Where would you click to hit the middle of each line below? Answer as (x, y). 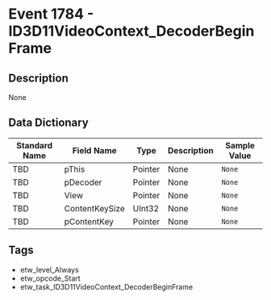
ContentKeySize (94, 208)
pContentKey (89, 221)
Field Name (94, 150)
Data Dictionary (48, 123)
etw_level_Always (49, 269)
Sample (240, 145)
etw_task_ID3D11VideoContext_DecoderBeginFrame (106, 286)
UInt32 (146, 208)
